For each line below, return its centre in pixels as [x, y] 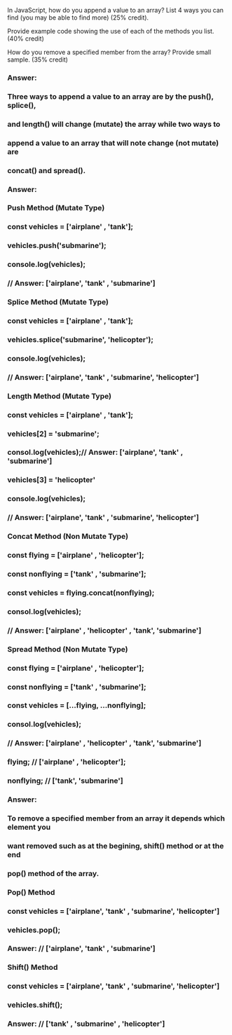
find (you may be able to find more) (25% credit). [78, 18]
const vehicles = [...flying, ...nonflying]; [77, 706]
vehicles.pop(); [34, 930]
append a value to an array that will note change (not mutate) [113, 143]
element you [29, 827]
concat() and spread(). [47, 170]
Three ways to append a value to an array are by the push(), [110, 96]
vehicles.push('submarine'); [57, 246]
